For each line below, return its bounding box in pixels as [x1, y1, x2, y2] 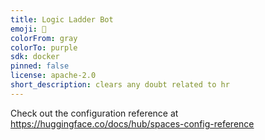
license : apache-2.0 [10, 71, 97, 81]
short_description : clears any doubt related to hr [10, 80, 230, 90]
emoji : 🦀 [10, 24, 47, 34]
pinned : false [10, 61, 70, 71]
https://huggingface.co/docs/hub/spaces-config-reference [10, 117, 255, 130]
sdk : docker [10, 52, 60, 62]
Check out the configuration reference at [10, 107, 179, 119]
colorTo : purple [10, 42, 78, 53]
